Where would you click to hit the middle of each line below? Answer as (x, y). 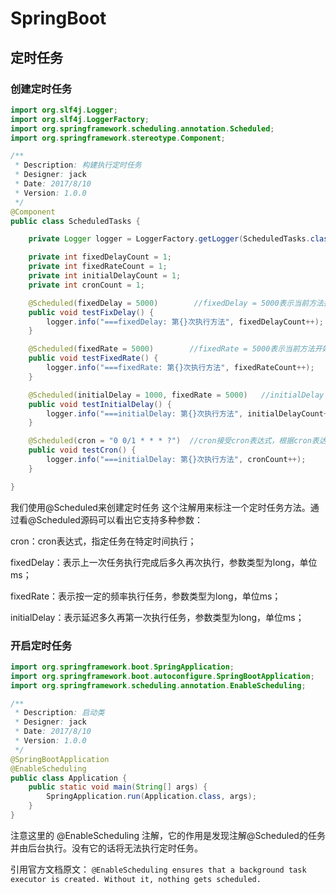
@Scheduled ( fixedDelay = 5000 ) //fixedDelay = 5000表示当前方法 (176, 303)
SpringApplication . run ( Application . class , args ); (151, 797)
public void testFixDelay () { (91, 312)
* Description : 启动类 (59, 713)
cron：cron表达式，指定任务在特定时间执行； (103, 541)
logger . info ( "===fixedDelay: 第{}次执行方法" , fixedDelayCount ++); (185, 322)
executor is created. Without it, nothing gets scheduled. (136, 879)
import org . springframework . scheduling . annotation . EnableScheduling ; (158, 685)
